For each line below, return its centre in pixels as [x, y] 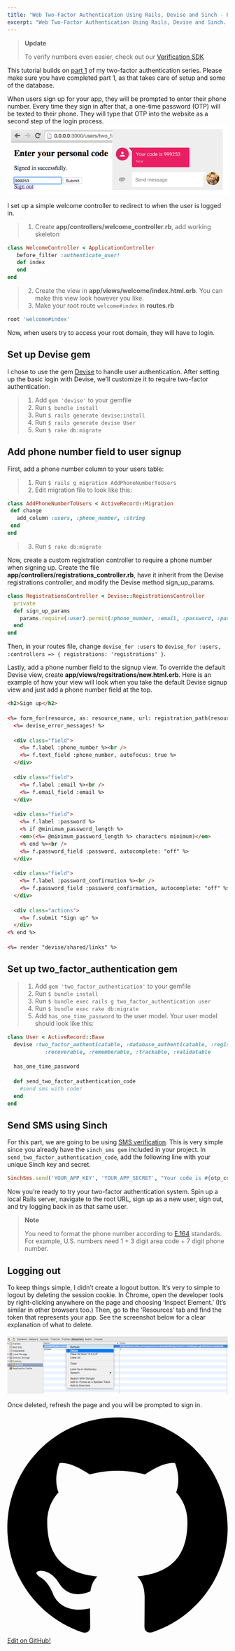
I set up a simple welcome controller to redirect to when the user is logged [114, 205]
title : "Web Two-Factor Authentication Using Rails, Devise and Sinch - [115, 15]
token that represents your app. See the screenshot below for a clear [107, 1317]
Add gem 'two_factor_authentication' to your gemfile [113, 986]
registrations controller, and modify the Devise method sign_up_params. [111, 582]
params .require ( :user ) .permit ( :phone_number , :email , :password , [117, 618]
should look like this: [64, 1023]
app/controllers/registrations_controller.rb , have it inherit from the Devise [115, 575]
